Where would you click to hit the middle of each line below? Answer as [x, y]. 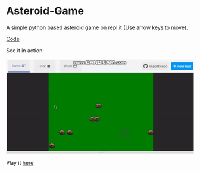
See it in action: [25, 50]
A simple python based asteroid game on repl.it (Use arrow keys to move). [97, 27]
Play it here [20, 163]
